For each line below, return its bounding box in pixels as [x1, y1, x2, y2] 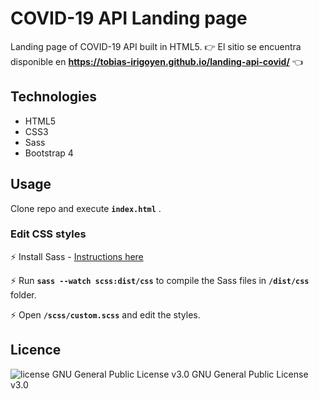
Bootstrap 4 [24, 147, 74, 159]
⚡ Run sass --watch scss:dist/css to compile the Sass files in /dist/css [10, 274, 310, 286]
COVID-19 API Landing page [10, 7, 248, 30]
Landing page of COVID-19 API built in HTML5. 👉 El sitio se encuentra [10, 40, 302, 52]
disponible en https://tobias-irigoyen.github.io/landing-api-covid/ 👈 [10, 55, 303, 67]
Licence [10, 342, 62, 359]
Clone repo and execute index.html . [10, 202, 162, 214]
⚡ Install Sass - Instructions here [10, 250, 144, 262]
